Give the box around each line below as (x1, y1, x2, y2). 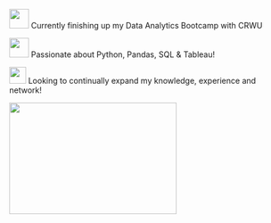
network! (9, 85, 43, 95)
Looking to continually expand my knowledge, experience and (28, 76, 257, 86)
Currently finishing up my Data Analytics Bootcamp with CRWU (30, 21, 263, 30)
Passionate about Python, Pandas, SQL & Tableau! (30, 49, 216, 60)
